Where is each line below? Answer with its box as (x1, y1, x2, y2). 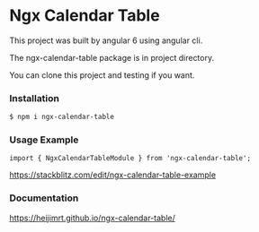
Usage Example (9, 133, 79, 146)
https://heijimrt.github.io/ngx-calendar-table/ (9, 212, 175, 223)
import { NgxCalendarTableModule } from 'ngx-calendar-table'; (9, 154, 252, 163)
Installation (9, 91, 60, 104)
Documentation (9, 192, 79, 204)
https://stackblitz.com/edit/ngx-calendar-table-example (9, 169, 217, 180)
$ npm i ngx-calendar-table (9, 113, 115, 122)
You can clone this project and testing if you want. (9, 69, 195, 81)
